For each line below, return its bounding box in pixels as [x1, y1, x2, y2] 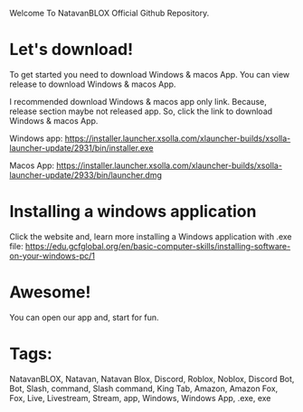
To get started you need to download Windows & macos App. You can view [9, 69, 290, 80]
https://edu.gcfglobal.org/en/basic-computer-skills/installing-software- [25, 240, 291, 251]
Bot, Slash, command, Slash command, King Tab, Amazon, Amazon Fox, [9, 383, 279, 394]
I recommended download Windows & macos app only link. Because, [9, 96, 267, 107]
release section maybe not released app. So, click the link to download [9, 106, 273, 117]
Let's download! [9, 40, 134, 60]
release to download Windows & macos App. [9, 79, 176, 89]
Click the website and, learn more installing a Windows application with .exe [9, 230, 292, 242]
